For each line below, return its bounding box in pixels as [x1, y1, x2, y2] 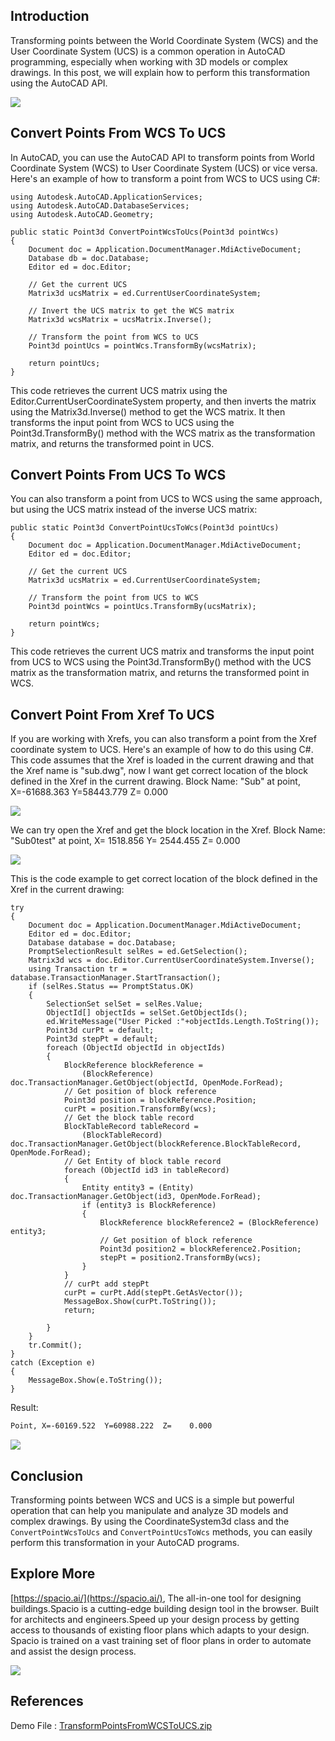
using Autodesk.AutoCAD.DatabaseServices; [10, 200, 190, 211]
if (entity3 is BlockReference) [81, 1200, 217, 1211]
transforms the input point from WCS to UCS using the [10, 416, 235, 428]
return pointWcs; [28, 619, 101, 629]
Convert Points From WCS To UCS [10, 125, 227, 142]
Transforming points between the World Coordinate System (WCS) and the [10, 34, 319, 46]
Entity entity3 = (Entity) [81, 1183, 195, 1193]
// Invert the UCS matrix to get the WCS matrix [28, 305, 235, 316]
